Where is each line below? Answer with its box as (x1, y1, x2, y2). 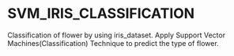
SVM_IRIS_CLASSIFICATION (7, 5, 195, 23)
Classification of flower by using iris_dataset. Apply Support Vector (7, 30, 226, 40)
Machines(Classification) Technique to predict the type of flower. (7, 38, 219, 47)
